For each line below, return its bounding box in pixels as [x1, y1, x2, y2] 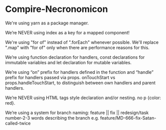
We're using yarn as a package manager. [5, 20, 89, 26]
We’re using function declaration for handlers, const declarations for [5, 54, 145, 60]
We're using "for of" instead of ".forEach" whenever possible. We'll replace [5, 39, 159, 45]
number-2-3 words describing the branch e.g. [5, 115, 99, 121]
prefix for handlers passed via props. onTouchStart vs [5, 74, 115, 80]
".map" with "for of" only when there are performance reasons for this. [5, 44, 150, 50]
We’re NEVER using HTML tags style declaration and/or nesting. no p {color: [5, 95, 162, 101]
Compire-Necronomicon [5, 3, 108, 15]
